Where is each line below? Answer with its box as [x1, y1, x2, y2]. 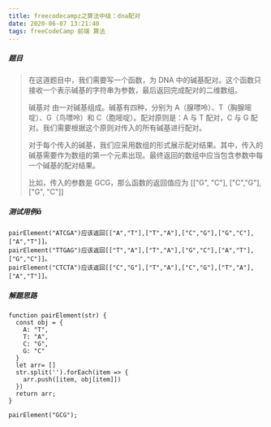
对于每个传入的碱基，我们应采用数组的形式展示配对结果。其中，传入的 [28, 140, 264, 150]
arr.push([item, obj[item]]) [23, 376, 122, 384]
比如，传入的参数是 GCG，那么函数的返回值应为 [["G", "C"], [28, 178, 228, 188]
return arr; [15, 390, 57, 399]
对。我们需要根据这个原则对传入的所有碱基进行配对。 [28, 123, 207, 133]
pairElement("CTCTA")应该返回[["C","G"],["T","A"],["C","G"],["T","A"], [8, 264, 255, 272]
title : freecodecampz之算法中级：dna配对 [8, 11, 140, 20]
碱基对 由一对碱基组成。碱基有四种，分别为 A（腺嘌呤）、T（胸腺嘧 [28, 102, 252, 112]
